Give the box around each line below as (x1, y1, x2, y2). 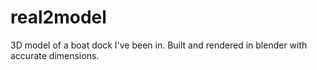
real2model (10, 6, 107, 29)
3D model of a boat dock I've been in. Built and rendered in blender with (10, 39, 308, 51)
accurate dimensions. (10, 49, 100, 61)
